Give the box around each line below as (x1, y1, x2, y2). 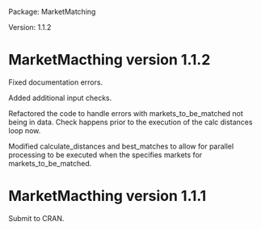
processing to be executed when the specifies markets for (8, 149, 203, 160)
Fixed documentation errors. (8, 77, 103, 87)
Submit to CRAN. (8, 213, 65, 223)
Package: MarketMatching (8, 7, 96, 16)
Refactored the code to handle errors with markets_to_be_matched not (8, 108, 244, 118)
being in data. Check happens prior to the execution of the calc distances (8, 117, 253, 127)
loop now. (8, 125, 41, 136)
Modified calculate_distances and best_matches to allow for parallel (8, 141, 234, 151)
